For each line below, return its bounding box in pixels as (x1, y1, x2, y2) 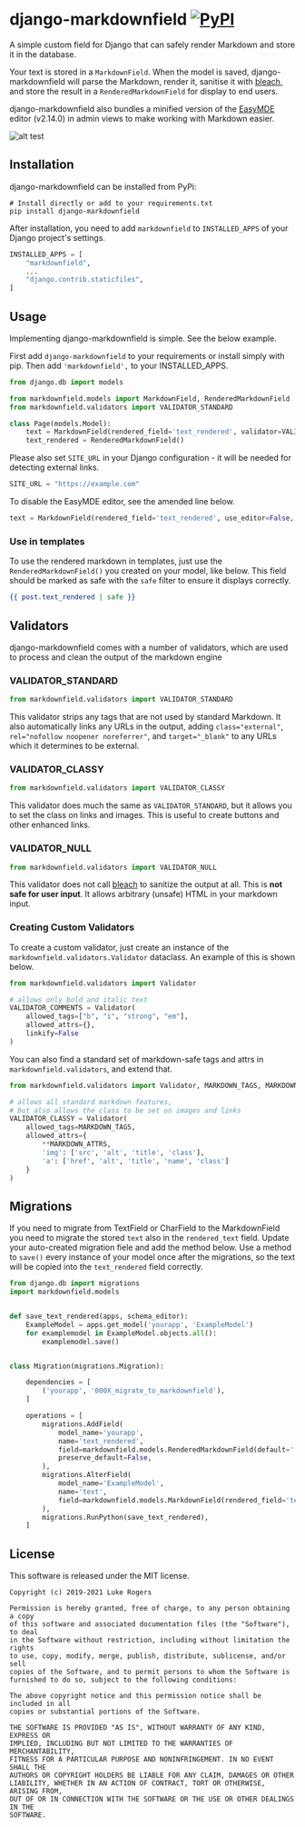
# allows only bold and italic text (9, 995, 148, 1004)
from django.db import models (9, 377, 124, 386)
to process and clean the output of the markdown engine (9, 651, 222, 663)
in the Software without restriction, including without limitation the (9, 1636, 290, 1645)
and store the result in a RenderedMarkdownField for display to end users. (9, 85, 279, 96)
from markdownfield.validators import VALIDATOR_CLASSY (9, 784, 225, 793)
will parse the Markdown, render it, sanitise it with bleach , (67, 75, 283, 86)
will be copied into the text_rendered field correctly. (9, 1262, 203, 1273)
